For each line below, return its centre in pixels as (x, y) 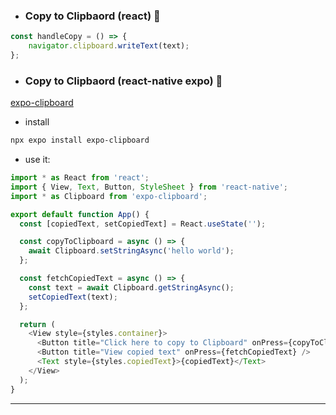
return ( (37, 324)
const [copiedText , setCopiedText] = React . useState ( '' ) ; (143, 224)
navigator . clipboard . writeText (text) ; (109, 46)
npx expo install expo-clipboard (80, 140)
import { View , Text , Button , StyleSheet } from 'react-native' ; (149, 187)
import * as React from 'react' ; (80, 178)
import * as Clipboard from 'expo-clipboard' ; (109, 196)
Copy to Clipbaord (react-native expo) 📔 (123, 81)
